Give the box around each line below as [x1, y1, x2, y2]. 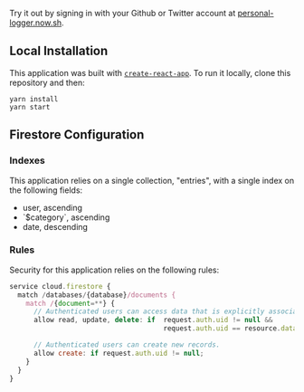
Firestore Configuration [9, 127, 145, 143]
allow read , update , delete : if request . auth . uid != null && [33, 316, 273, 325]
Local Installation [9, 43, 109, 59]
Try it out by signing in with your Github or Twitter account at [9, 8, 236, 18]
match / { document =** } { [25, 299, 116, 308]
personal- [237, 8, 274, 18]
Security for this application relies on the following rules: [9, 264, 220, 275]
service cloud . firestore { [9, 282, 111, 291]
